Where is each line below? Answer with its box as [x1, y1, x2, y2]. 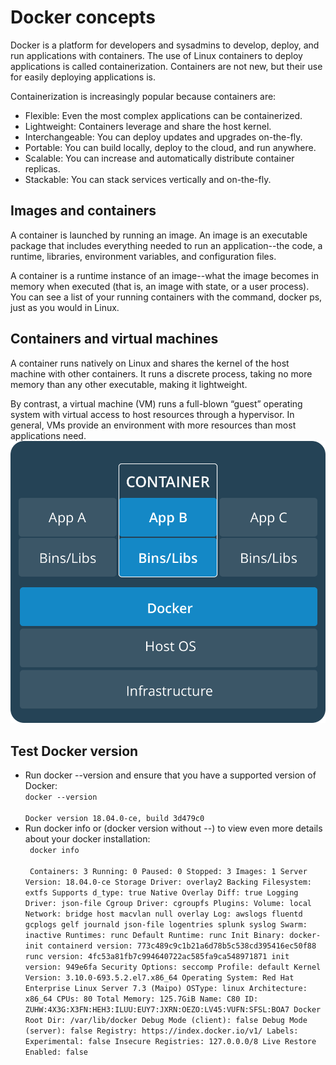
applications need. [10, 429, 87, 441]
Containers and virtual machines [10, 331, 219, 348]
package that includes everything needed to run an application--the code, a [10, 239, 323, 251]
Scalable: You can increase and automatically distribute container [24, 152, 295, 164]
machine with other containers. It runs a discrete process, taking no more [10, 367, 313, 380]
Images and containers [10, 202, 157, 220]
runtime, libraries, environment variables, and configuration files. [10, 250, 277, 262]
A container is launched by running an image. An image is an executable [10, 229, 308, 241]
